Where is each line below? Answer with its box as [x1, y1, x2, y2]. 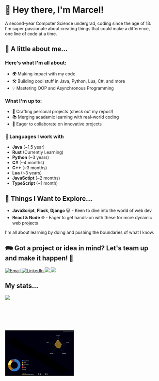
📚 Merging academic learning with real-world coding [12, 114, 119, 120]
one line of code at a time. [5, 31, 57, 36]
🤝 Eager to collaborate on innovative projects [12, 121, 102, 127]
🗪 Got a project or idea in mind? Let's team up [5, 244, 149, 252]
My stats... [5, 282, 39, 290]
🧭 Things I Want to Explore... [5, 194, 93, 203]
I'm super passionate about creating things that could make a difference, [5, 25, 150, 31]
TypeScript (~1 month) [12, 180, 58, 186]
